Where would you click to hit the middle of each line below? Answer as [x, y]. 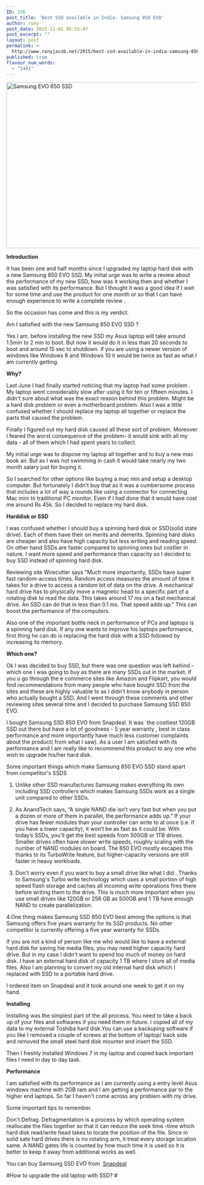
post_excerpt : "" [28, 35]
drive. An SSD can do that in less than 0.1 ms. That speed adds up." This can [102, 604]
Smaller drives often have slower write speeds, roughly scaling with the [104, 842]
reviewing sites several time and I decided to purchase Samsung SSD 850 [99, 705]
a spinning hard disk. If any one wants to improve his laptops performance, [100, 629]
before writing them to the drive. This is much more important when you [105, 892]
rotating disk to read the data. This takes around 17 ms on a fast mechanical [101, 598]
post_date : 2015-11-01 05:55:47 [47, 29]
